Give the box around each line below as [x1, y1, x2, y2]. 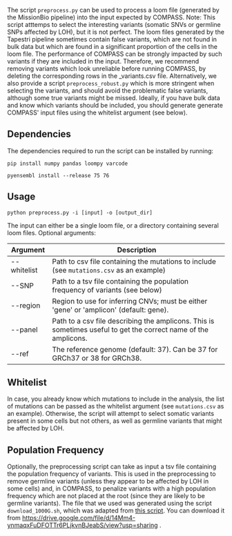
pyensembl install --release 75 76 [7, 172, 110, 179]
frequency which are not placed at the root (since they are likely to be [7, 492, 205, 500]
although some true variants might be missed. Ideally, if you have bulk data [7, 94, 221, 102]
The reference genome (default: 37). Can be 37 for [52, 344, 218, 354]
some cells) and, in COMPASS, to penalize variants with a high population [7, 484, 216, 493]
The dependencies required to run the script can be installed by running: [7, 146, 214, 155]
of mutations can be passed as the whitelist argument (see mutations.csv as [7, 402, 224, 410]
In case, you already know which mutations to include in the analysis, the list [7, 395, 224, 403]
